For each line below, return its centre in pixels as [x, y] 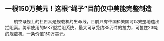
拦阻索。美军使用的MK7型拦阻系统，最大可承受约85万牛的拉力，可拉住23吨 [82, 27]
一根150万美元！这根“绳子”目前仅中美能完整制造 [78, 9]
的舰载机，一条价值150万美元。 [36, 34]
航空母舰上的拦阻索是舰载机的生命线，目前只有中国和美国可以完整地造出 [86, 21]
